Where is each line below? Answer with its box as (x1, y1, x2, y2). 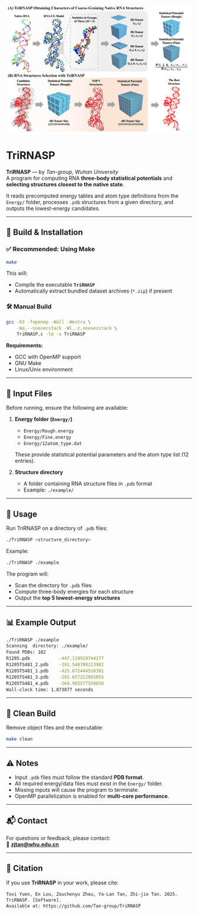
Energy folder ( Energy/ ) (14, 416, 72, 423)
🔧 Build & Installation (6, 228, 84, 238)
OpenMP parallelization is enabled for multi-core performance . (14, 792, 170, 799)
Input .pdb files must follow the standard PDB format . (14, 774, 144, 781)
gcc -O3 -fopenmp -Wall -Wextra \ (6, 319, 91, 325)
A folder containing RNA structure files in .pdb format (23, 480, 153, 488)
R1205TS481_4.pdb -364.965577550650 (6, 680, 104, 686)
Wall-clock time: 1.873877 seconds (6, 686, 94, 693)
